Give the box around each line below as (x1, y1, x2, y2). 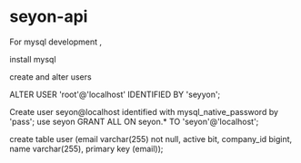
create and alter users (9, 71, 93, 82)
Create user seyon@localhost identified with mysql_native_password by (9, 106, 279, 117)
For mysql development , (9, 36, 103, 47)
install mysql (9, 53, 56, 64)
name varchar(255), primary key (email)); (9, 143, 164, 154)
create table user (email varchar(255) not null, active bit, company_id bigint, (9, 133, 293, 144)
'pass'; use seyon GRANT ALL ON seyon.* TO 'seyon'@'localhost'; (9, 116, 259, 127)
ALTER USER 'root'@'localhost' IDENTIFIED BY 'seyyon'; (9, 89, 221, 100)
